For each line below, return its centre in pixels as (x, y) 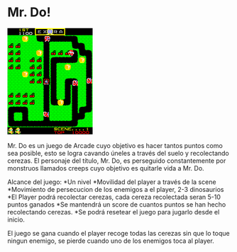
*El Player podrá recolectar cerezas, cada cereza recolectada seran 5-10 (114, 197)
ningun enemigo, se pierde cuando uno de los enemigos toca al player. (111, 241)
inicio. (16, 219)
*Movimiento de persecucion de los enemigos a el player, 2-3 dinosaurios (116, 189)
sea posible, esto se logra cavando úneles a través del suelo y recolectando (118, 153)
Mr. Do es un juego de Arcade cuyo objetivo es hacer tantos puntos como (115, 145)
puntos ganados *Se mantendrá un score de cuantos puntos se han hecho (117, 204)
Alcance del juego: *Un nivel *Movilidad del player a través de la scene (112, 182)
